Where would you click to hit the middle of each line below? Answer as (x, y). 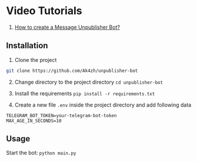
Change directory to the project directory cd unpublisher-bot (89, 82)
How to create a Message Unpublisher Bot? (67, 27)
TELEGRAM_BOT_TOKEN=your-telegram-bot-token (61, 115)
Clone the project (36, 59)
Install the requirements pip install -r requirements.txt (85, 93)
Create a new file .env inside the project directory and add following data (103, 105)
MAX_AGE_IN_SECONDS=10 (34, 121)
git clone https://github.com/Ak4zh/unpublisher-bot (72, 71)
